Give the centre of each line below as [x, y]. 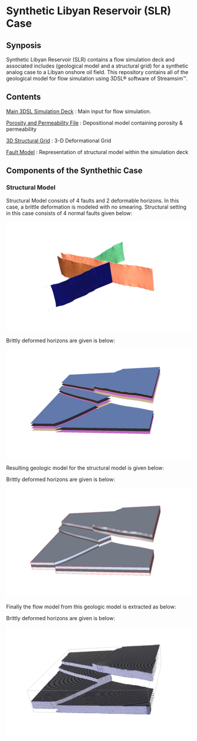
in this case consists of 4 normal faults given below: [69, 213]
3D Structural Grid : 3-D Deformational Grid [59, 140]
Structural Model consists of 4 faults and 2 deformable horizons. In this [93, 200]
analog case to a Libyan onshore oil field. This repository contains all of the [97, 72]
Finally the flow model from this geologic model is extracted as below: [91, 607]
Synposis [24, 45]
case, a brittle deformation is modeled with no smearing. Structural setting [96, 207]
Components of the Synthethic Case [74, 171]
